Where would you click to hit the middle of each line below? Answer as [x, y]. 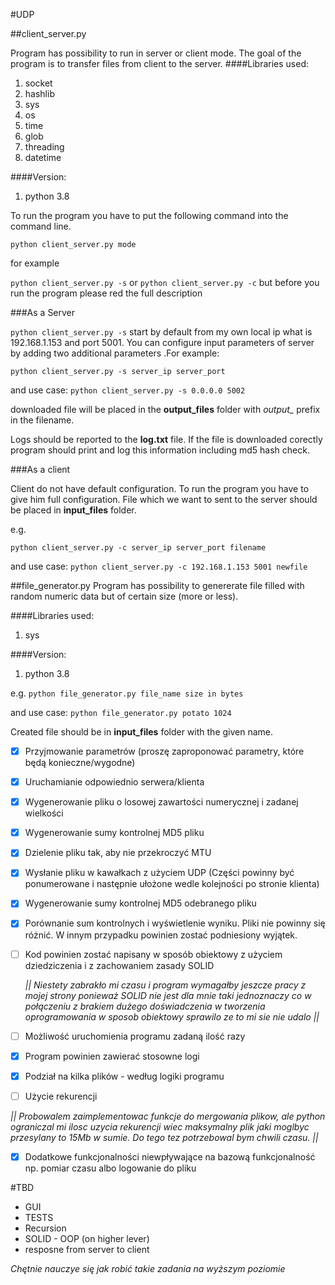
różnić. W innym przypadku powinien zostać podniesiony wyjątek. [161, 935]
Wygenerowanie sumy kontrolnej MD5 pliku [114, 833]
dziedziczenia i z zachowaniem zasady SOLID [119, 965]
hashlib [39, 93]
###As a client [40, 469]
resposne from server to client [87, 1249]
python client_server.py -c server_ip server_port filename [138, 548]
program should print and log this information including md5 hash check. [160, 450]
